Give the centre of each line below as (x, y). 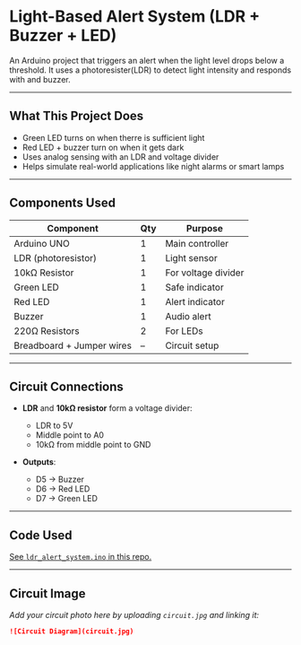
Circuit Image (48, 593)
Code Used (41, 535)
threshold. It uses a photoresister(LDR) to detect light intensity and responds (150, 70)
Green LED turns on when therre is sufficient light (113, 137)
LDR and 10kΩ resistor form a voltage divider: (107, 408)
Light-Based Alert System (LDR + (135, 17)
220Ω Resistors (47, 331)
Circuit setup (192, 345)
